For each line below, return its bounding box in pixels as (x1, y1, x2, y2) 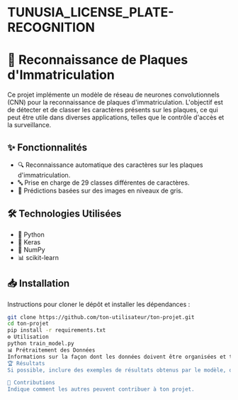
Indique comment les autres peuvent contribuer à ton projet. (7, 386, 195, 393)
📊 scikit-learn (17, 253, 59, 261)
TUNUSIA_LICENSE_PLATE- (7, 4, 174, 21)
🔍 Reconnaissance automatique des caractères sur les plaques (17, 161, 203, 169)
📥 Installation (7, 278, 70, 290)
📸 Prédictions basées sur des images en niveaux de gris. (17, 186, 183, 195)
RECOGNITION (7, 19, 96, 36)
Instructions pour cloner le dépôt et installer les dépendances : (7, 300, 191, 308)
